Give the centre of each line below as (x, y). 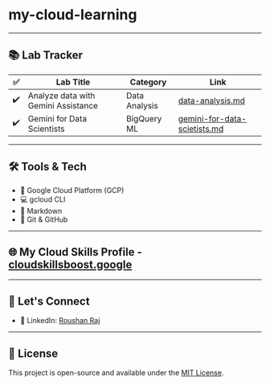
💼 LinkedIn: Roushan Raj (60, 321)
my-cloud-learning (73, 15)
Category (148, 82)
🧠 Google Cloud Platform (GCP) (72, 190)
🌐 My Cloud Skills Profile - (76, 252)
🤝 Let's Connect (49, 301)
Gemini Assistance (63, 105)
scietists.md (201, 129)
